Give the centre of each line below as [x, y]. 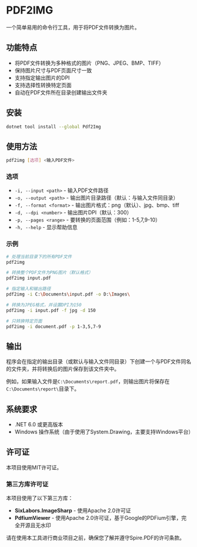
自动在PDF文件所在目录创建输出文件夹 [61, 92]
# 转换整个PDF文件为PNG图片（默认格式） [49, 273]
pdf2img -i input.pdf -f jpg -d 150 [51, 310]
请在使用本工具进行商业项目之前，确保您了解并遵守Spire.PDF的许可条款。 [96, 538]
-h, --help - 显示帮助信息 [46, 227]
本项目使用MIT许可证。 [34, 467]
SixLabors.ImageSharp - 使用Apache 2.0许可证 [73, 510]
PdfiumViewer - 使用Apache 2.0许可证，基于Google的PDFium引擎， [98, 518]
